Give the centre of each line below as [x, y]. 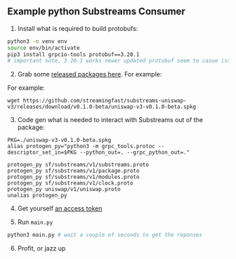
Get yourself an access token [60, 208]
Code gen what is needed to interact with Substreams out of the [110, 120]
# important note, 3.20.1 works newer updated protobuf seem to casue [113, 61]
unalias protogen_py [38, 196]
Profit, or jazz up [41, 248]
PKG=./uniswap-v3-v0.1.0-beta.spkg [59, 140]
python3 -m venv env [38, 41]
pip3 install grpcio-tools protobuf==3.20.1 [73, 54]
